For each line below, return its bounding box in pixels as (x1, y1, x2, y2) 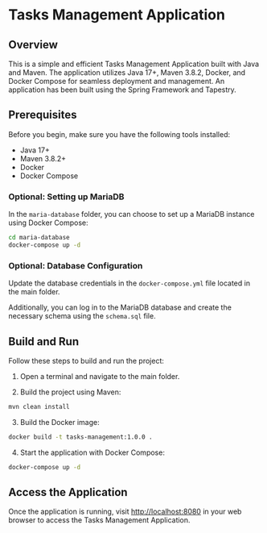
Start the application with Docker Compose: (19, 448, 165, 457)
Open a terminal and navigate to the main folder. (19, 371, 180, 381)
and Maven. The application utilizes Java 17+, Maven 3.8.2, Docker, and (8, 68, 246, 77)
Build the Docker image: (19, 417, 101, 427)
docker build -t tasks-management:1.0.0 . (8, 433, 153, 441)
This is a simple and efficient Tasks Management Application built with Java (8, 59, 260, 69)
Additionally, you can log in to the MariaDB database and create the (8, 302, 232, 312)
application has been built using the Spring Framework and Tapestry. (8, 85, 237, 94)
